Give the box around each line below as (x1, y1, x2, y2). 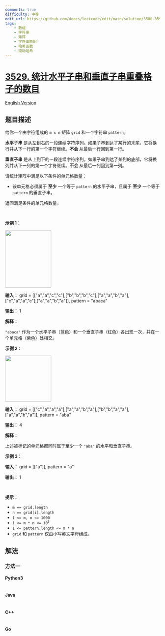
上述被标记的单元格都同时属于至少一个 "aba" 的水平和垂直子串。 (5, 443, 135, 449)
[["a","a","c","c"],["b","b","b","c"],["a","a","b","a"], (32, 292, 130, 298)
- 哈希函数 (14, 44, 33, 49)
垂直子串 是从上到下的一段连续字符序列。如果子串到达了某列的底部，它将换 (5, 156, 157, 162)
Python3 (5, 575, 23, 581)
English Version (5, 100, 37, 106)
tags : (5, 21, 16, 26)
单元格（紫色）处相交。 (9, 335, 57, 341)
